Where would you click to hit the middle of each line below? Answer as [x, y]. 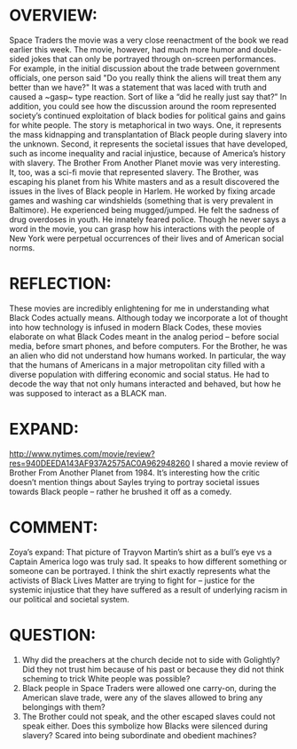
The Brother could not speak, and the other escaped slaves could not [148, 716]
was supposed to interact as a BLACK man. [88, 393]
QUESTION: [53, 635]
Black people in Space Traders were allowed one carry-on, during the [149, 688]
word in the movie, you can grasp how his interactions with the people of [142, 228]
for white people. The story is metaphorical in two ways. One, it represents [145, 124]
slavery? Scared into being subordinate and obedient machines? [139, 735]
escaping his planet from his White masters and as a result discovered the [145, 181]
